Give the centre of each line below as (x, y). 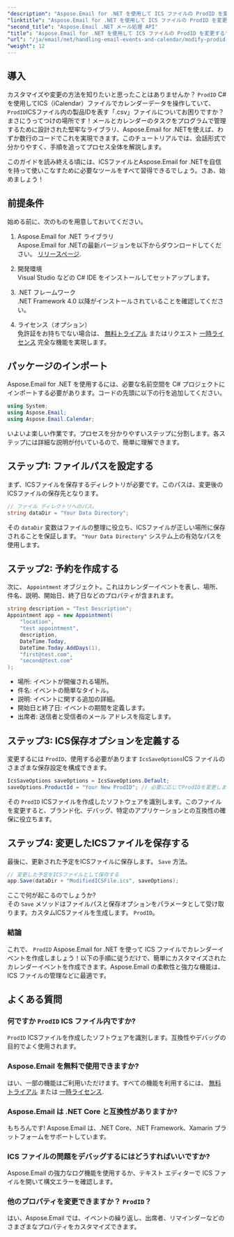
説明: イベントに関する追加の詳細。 (68, 699)
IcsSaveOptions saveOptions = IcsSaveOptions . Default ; (88, 781)
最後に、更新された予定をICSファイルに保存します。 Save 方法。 (99, 861)
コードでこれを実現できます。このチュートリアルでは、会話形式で (132, 138)
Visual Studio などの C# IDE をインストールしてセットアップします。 (115, 277)
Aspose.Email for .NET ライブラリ (66, 236)
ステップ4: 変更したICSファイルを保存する (99, 843)
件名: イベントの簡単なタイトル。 (65, 690)
